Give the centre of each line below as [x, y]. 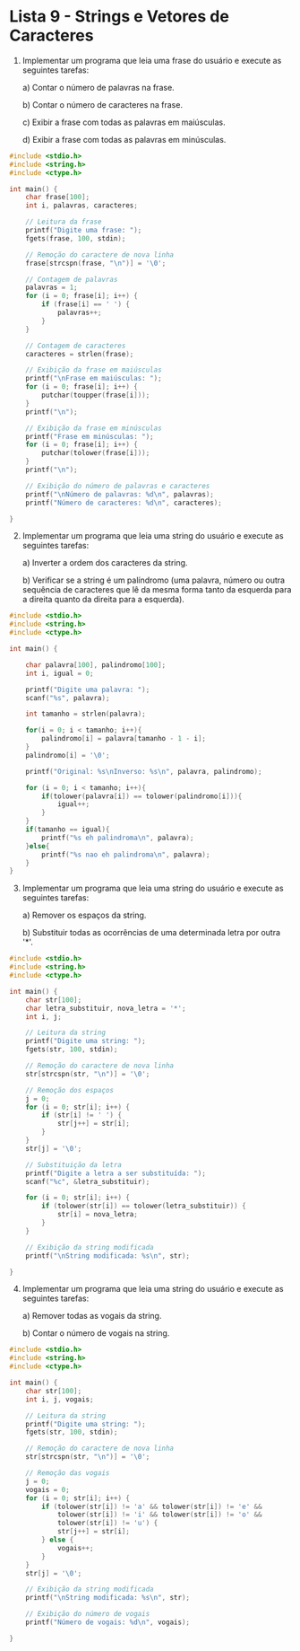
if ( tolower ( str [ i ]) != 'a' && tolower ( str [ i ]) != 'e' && [152, 1506]
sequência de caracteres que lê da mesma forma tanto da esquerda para [157, 590]
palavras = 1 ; [51, 288]
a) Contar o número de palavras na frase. [98, 87]
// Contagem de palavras [72, 279]
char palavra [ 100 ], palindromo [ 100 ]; [96, 665]
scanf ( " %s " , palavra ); [68, 698]
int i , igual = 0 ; [60, 673]
